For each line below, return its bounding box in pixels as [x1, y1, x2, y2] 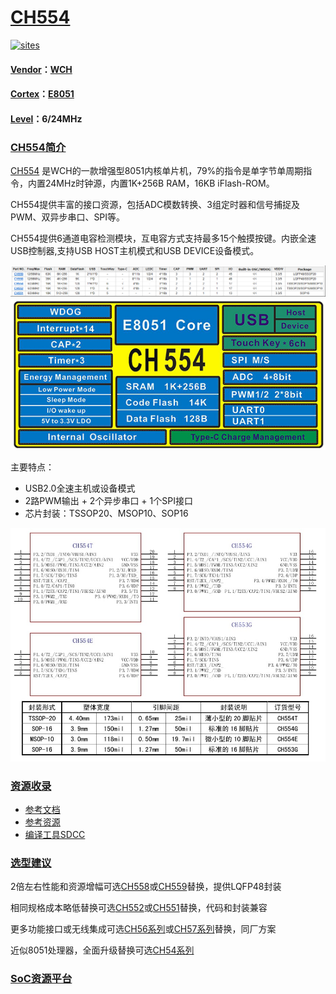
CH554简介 [10, 140, 67, 154]
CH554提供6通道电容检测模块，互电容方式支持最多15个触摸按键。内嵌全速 [10, 232, 317, 245]
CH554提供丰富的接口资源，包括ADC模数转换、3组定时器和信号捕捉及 [10, 199, 300, 211]
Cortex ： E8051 [10, 88, 75, 100]
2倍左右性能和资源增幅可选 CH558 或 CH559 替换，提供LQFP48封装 [10, 881, 282, 893]
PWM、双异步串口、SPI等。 [10, 211, 126, 223]
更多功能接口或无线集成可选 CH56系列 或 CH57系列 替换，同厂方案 [10, 923, 277, 935]
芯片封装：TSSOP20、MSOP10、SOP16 [24, 507, 189, 519]
